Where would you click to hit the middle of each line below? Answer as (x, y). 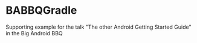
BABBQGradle (41, 10)
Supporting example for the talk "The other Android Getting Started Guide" (98, 27)
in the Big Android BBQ (34, 33)
